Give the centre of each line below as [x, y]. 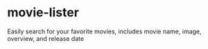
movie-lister [43, 13]
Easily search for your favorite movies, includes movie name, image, [105, 31]
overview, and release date [46, 38]
